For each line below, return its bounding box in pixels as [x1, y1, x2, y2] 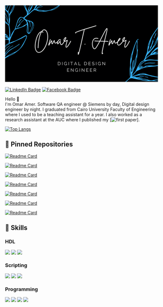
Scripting [5, 262, 28, 269]
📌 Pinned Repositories [5, 140, 73, 149]
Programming [5, 286, 38, 292]
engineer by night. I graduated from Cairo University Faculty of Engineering [5, 106, 156, 112]
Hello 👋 [5, 96, 19, 102]
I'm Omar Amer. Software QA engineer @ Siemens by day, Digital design [5, 102, 149, 107]
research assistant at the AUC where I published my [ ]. [5, 117, 140, 122]
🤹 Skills [5, 224, 28, 232]
